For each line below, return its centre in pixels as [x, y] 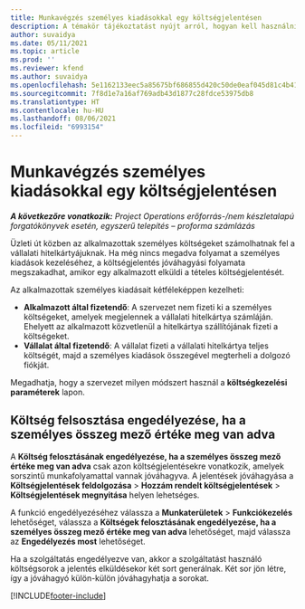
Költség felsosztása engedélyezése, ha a [129, 420]
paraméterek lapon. [48, 392]
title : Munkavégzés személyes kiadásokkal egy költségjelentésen [136, 18]
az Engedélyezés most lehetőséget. [78, 541]
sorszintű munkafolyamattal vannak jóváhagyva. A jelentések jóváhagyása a [152, 475]
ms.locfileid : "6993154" [57, 128]
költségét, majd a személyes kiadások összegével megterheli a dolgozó [157, 355]
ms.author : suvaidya [49, 77]
